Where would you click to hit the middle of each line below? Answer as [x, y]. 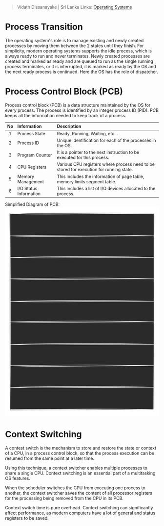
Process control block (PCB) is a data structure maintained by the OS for [78, 105]
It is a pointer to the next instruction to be [98, 152]
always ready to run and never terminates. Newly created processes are [78, 56]
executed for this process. [83, 158]
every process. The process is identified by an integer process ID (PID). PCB [82, 110]
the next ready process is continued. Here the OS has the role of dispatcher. [82, 72]
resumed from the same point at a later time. [50, 458]
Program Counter [35, 155]
